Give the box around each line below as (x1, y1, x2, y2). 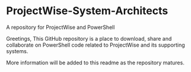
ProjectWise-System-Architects (6, 4, 168, 18)
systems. (6, 47, 28, 54)
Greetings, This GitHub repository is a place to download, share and (6, 35, 172, 42)
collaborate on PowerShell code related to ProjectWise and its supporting (6, 41, 185, 48)
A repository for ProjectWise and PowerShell (6, 24, 115, 31)
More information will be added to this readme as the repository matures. (6, 59, 185, 66)
